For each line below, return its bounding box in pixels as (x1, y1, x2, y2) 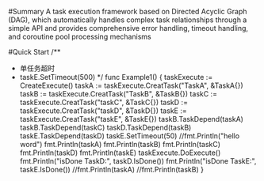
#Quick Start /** (8, 47, 61, 56)
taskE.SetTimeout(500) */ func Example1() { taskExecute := (19, 73, 213, 81)
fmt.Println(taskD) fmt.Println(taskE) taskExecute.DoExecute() (19, 148, 221, 157)
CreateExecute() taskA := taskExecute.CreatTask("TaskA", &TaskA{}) (19, 81, 243, 90)
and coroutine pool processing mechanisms (8, 32, 152, 41)
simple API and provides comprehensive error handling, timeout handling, (8, 24, 248, 32)
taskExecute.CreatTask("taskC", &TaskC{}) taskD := (19, 98, 189, 107)
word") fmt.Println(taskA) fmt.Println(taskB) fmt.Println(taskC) (19, 140, 220, 149)
